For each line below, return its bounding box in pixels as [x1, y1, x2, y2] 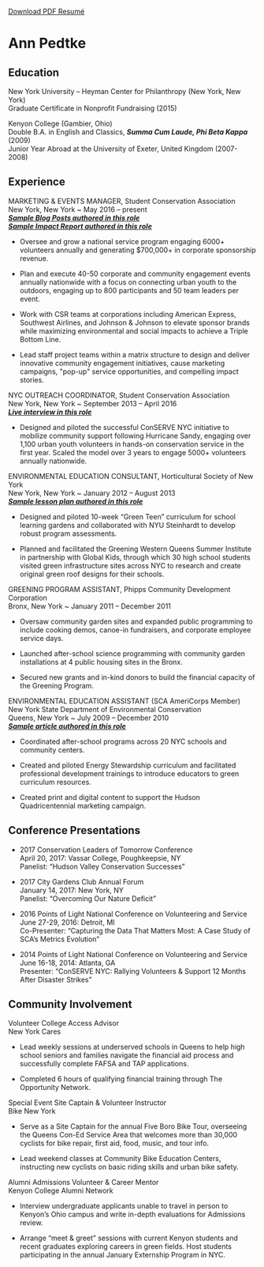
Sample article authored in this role [8, 721, 126, 730]
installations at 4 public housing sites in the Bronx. [19, 657, 183, 666]
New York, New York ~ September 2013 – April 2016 [8, 398, 177, 408]
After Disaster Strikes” [19, 975, 92, 984]
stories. [19, 375, 45, 384]
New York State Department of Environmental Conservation [8, 704, 202, 714]
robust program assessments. [19, 529, 117, 538]
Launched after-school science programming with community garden [19, 648, 246, 658]
